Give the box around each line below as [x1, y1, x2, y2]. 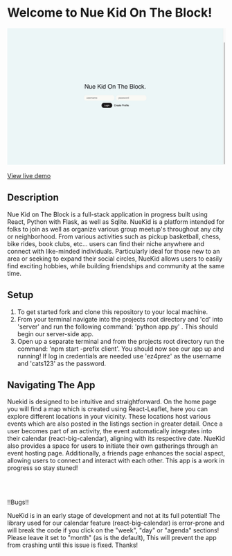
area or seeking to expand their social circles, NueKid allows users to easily [7, 254, 223, 263]
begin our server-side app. [17, 329, 94, 338]
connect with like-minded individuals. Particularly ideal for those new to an [7, 247, 220, 255]
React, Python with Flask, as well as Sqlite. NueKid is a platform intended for [7, 217, 225, 226]
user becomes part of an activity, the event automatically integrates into [7, 427, 213, 435]
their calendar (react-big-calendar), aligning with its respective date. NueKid [7, 435, 225, 443]
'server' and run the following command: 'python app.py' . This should [17, 322, 218, 331]
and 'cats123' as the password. [17, 359, 107, 367]
